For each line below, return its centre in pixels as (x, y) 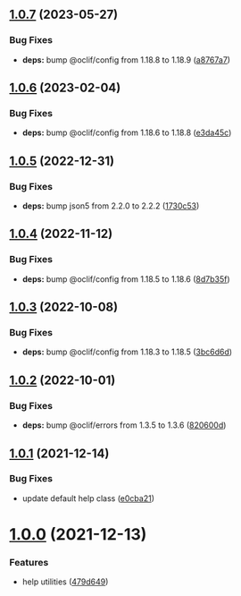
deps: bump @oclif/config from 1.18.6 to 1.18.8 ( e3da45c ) (127, 132)
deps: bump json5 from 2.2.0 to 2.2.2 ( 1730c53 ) (111, 206)
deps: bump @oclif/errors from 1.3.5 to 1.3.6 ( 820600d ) (124, 425)
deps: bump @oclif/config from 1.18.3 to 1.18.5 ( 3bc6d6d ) (127, 352)
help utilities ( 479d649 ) (65, 582)
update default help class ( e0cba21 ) (88, 498)
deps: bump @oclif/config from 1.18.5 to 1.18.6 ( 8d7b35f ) (126, 279)
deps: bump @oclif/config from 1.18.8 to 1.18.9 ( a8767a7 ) (126, 60)
